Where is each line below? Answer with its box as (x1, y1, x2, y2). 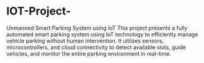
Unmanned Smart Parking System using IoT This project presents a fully (6, 24, 188, 31)
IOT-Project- (6, 4, 71, 18)
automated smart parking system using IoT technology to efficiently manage (6, 30, 199, 38)
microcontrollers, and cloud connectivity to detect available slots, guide (6, 44, 186, 51)
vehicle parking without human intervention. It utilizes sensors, (6, 37, 164, 44)
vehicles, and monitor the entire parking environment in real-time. (6, 50, 172, 57)
